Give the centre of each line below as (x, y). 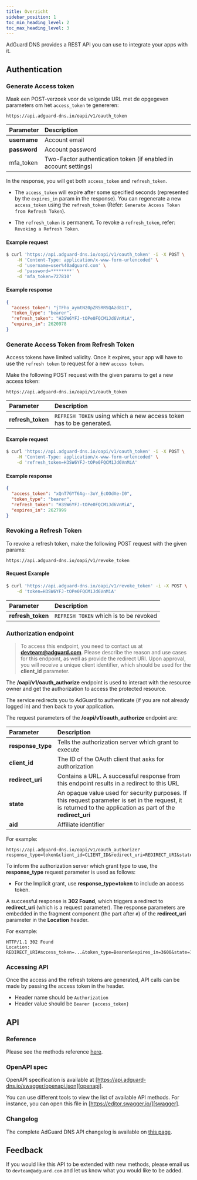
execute (69, 750)
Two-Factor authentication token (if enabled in (109, 159)
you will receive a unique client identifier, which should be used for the (106, 665)
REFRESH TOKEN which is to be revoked (106, 616)
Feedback (25, 1150)
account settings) (69, 166)
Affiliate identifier (81, 825)
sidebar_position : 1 (31, 17)
